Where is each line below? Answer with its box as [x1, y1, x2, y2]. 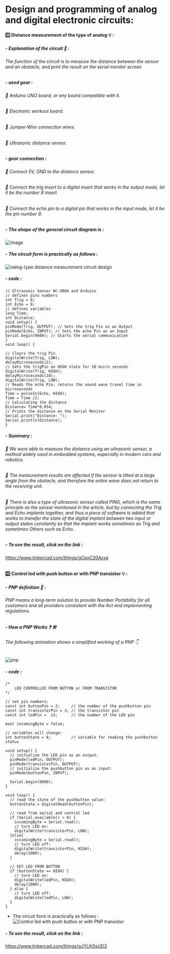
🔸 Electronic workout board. [5, 108, 64, 114]
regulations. [5, 608, 30, 614]
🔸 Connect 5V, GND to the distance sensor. [5, 168, 95, 174]
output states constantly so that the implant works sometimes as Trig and [5, 521, 160, 527]
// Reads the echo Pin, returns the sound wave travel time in [5, 382, 142, 387]
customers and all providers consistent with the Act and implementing [5, 603, 152, 609]
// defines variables [5, 306, 51, 311]
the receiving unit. [5, 483, 43, 489]
